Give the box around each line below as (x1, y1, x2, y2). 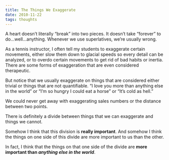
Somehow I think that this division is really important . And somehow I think (5, 129, 162, 135)
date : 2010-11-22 (5, 12, 42, 17)
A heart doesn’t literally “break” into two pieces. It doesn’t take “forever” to (5, 31, 161, 37)
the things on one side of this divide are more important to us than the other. (5, 134, 164, 140)
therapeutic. (5, 68, 31, 74)
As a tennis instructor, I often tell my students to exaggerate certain (5, 46, 145, 52)
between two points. (5, 104, 48, 110)
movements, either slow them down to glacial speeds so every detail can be (5, 51, 163, 57)
